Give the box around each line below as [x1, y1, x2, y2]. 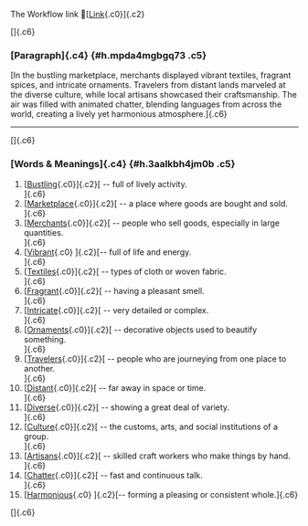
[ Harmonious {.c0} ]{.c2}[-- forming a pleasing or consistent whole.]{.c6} [23, 489, 299, 500]
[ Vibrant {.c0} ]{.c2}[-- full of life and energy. [23, 247, 192, 258]
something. [23, 333, 67, 344]
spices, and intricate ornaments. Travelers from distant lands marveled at [10, 79, 286, 90]
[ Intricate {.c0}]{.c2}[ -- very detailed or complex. [23, 304, 209, 315]
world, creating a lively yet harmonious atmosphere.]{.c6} [10, 109, 228, 120]
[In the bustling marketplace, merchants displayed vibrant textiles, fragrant [10, 69, 292, 81]
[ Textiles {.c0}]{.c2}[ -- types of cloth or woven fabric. [23, 266, 227, 277]
